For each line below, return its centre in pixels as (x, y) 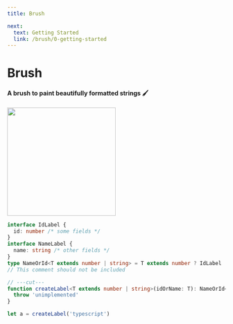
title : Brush (26, 13)
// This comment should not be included (67, 270)
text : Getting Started (46, 33)
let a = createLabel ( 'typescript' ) (59, 314)
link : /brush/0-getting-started (60, 39)
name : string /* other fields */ (62, 251)
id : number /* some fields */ (57, 231)
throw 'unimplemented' (46, 295)
